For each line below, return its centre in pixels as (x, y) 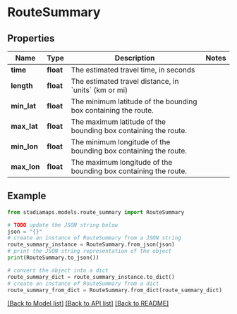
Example (27, 196)
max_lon (25, 167)
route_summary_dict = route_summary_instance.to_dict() (91, 277)
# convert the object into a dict (58, 270)
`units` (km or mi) (99, 90)
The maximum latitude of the (119, 122)
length (22, 86)
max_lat (24, 126)
